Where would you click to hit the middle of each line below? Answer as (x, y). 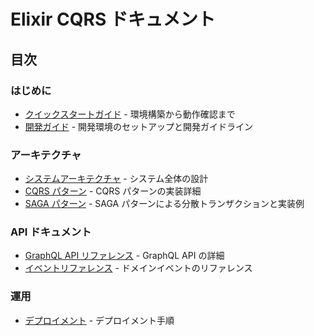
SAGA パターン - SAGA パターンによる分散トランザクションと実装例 (164, 204)
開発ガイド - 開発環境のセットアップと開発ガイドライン (139, 126)
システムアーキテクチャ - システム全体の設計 (116, 179)
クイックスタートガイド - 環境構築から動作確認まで (130, 114)
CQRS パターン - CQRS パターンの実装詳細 (113, 191)
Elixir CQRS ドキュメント (113, 19)
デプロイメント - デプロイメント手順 (99, 320)
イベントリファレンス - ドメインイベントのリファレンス (138, 268)
